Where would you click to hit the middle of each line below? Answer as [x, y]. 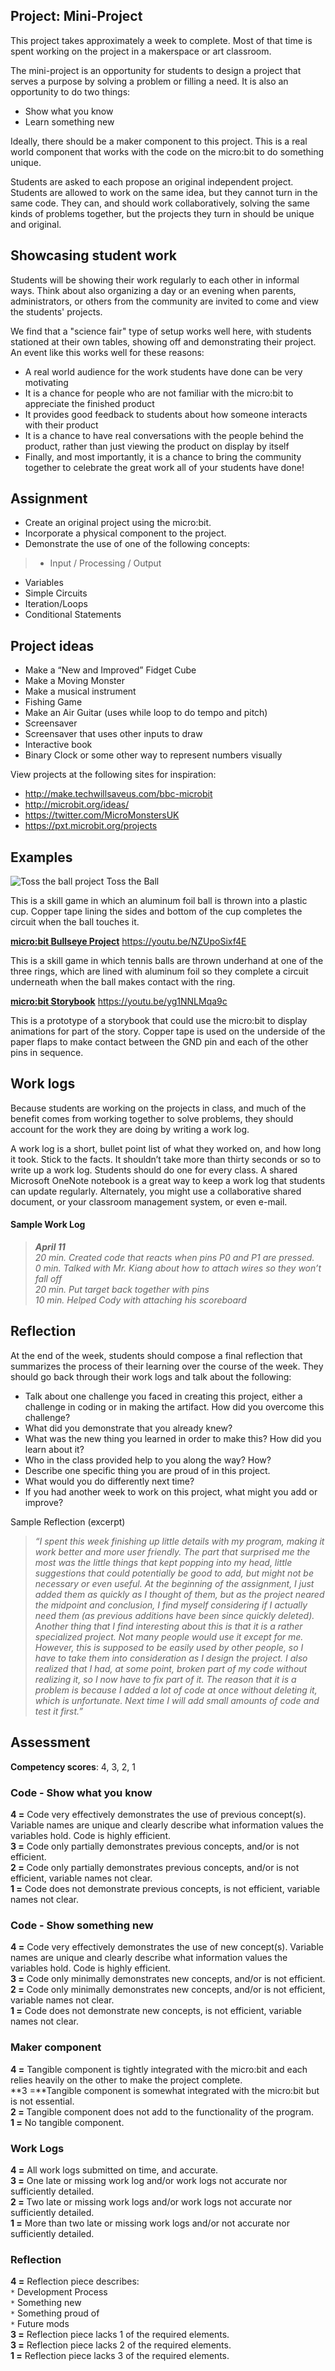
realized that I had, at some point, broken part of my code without [171, 1668]
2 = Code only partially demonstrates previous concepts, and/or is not [155, 1867]
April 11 [50, 1247]
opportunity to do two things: [70, 91]
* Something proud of [55, 2313]
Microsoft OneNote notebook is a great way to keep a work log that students [168, 1180]
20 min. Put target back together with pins [122, 1290]
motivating [46, 382]
